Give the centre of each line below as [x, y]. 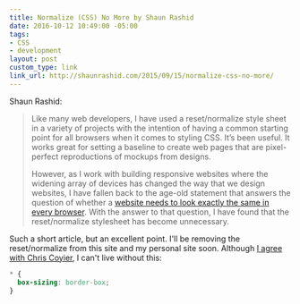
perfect [45, 156]
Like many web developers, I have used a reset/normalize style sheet [159, 118]
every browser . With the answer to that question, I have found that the [160, 212]
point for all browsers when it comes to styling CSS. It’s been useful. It [160, 137]
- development [36, 51]
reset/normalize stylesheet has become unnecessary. [130, 221]
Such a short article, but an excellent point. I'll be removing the [124, 239]
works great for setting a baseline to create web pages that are [147, 147]
